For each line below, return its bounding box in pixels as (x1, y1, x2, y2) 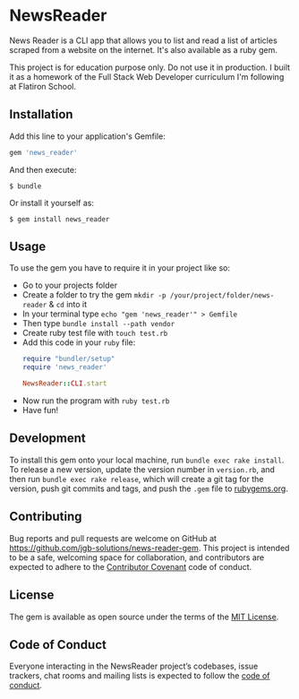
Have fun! (21, 405, 59, 416)
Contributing (9, 509, 82, 524)
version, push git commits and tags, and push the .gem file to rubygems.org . (9, 483, 289, 494)
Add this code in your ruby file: (21, 337, 136, 348)
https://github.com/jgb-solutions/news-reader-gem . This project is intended (9, 542, 290, 553)
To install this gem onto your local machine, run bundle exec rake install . (9, 454, 285, 465)
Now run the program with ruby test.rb (21, 395, 170, 406)
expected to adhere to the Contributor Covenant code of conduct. (9, 561, 252, 572)
